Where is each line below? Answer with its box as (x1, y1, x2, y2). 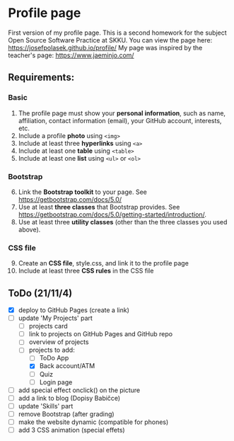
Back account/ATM (39, 362, 95, 370)
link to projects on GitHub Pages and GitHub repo (28, 330, 172, 338)
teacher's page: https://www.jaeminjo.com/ (8, 51, 134, 59)
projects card (28, 322, 68, 331)
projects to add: (28, 345, 75, 355)
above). (18, 225, 41, 234)
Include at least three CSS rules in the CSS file (18, 267, 154, 275)
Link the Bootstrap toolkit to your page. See (18, 188, 147, 196)
